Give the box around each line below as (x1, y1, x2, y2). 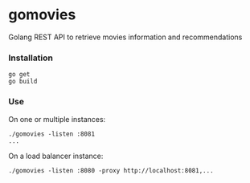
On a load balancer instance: (8, 151, 104, 161)
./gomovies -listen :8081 (8, 130, 95, 138)
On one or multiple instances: (8, 114, 106, 124)
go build (8, 78, 38, 86)
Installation (8, 52, 54, 63)
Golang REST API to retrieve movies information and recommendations (8, 32, 243, 42)
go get (8, 71, 31, 79)
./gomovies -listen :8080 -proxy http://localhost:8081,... (8, 166, 215, 174)
